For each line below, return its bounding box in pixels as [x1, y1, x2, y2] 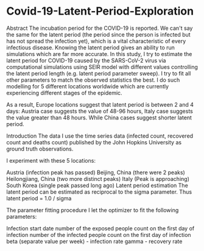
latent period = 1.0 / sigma [6, 194, 72, 202]
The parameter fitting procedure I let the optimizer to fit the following [6, 206, 179, 214]
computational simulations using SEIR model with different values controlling [6, 63, 198, 71]
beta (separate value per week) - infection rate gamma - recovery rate [6, 238, 183, 245]
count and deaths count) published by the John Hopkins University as [6, 138, 181, 146]
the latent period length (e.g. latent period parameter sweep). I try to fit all [6, 69, 191, 77]
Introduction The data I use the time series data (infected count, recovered [6, 132, 194, 140]
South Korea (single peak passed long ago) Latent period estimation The [6, 182, 189, 189]
